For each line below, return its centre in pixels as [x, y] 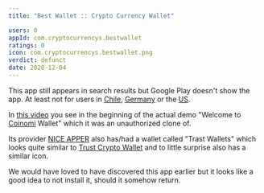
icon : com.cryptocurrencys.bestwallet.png [80, 53]
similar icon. [28, 156]
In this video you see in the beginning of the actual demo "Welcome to [125, 114]
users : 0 [23, 30]
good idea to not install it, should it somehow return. [95, 180]
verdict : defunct [37, 60]
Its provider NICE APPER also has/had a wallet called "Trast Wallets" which [132, 138]
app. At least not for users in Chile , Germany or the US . [99, 99]
